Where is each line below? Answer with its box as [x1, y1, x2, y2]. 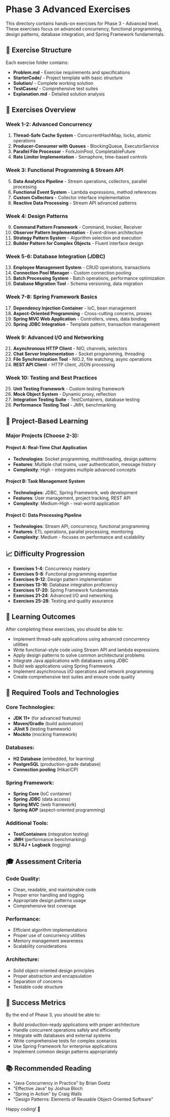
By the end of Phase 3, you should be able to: [6, 1012, 101, 1018]
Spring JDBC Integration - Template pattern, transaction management [13, 321, 160, 327]
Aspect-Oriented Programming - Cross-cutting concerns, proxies [13, 310, 152, 316]
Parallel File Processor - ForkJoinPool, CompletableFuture [13, 148, 136, 154]
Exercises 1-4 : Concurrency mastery [13, 565, 91, 571]
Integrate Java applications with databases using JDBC [13, 657, 129, 664]
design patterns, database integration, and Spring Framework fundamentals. [6, 31, 165, 37]
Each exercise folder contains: [6, 59, 69, 66]
